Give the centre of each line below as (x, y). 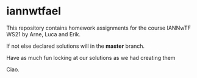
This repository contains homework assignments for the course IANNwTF (99, 28)
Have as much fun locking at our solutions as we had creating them (91, 57)
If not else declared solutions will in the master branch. (76, 46)
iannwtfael (34, 11)
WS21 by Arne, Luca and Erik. (44, 34)
